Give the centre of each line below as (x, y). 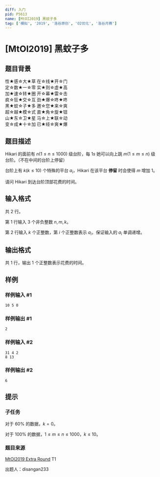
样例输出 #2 (19, 370)
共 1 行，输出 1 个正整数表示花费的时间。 (46, 263)
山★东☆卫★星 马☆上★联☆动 (36, 118)
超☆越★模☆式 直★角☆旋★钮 (36, 112)
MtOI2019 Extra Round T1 (31, 459)
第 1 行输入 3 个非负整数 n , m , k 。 (38, 222)
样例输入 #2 (19, 342)
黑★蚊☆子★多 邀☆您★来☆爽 (36, 106)
